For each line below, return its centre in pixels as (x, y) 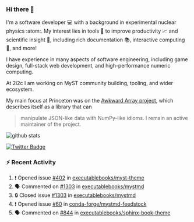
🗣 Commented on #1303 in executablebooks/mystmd (79, 186)
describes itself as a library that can (49, 107)
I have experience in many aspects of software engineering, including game (97, 59)
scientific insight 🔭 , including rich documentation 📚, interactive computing (96, 40)
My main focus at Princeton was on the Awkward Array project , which (90, 101)
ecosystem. (20, 89)
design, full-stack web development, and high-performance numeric (88, 66)
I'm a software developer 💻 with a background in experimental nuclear (91, 22)
